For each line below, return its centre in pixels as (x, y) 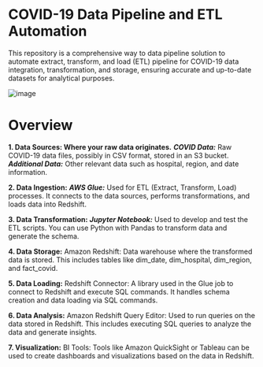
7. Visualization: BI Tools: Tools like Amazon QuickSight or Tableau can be (129, 347)
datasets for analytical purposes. (61, 78)
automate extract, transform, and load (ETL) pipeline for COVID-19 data (124, 61)
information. (28, 172)
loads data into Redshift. (47, 204)
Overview (41, 126)
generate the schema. (44, 236)
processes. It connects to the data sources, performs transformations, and (129, 195)
